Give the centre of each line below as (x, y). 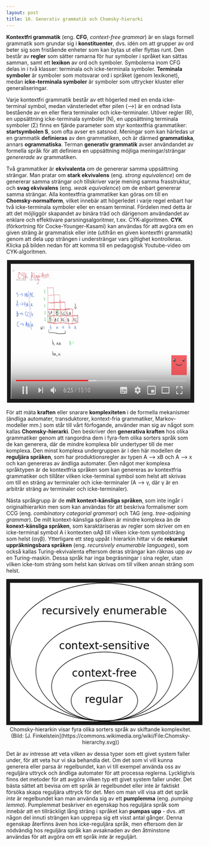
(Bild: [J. (21, 736)
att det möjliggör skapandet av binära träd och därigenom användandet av (98, 213)
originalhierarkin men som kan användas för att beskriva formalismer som (97, 507)
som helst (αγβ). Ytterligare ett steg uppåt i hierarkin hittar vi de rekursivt (97, 539)
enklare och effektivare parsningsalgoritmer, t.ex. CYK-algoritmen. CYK (94, 220)
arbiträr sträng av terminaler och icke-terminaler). (67, 489)
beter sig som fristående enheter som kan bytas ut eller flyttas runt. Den (95, 50)
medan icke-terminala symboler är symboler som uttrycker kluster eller (95, 82)
